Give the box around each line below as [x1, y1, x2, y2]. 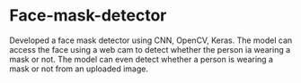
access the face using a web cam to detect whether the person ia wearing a [9, 44, 291, 54]
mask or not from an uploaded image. [9, 63, 148, 74]
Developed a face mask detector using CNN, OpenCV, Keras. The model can [9, 35, 293, 46]
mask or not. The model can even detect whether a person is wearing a [9, 54, 274, 64]
